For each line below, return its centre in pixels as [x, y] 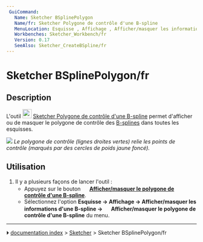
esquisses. [20, 129]
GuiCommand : [24, 12]
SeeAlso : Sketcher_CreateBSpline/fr [60, 46]
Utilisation [26, 167]
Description [29, 98]
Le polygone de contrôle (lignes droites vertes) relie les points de [95, 141]
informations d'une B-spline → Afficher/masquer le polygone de [110, 209]
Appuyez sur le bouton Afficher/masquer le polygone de [99, 189]
